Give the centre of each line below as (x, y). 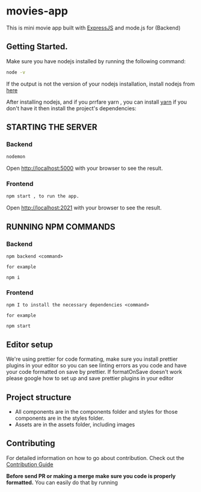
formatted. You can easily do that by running (62, 482)
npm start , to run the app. (43, 196)
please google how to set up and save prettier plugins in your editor (90, 378)
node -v (16, 72)
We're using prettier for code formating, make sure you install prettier (92, 359)
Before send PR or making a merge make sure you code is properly (91, 476)
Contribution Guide (30, 464)
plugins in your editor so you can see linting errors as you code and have (97, 366)
